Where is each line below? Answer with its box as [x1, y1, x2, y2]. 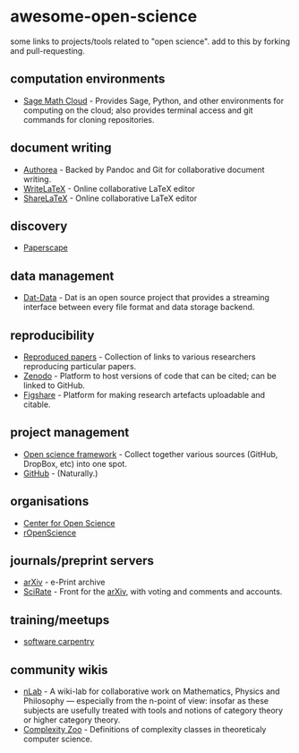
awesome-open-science [10, 6, 198, 27]
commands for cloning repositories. [22, 114, 155, 125]
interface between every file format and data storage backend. [22, 302, 255, 313]
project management [10, 425, 130, 440]
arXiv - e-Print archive [22, 576, 106, 588]
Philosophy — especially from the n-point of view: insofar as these [22, 696, 269, 706]
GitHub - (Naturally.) [22, 468, 98, 479]
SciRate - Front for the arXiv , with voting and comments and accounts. [22, 586, 283, 597]
